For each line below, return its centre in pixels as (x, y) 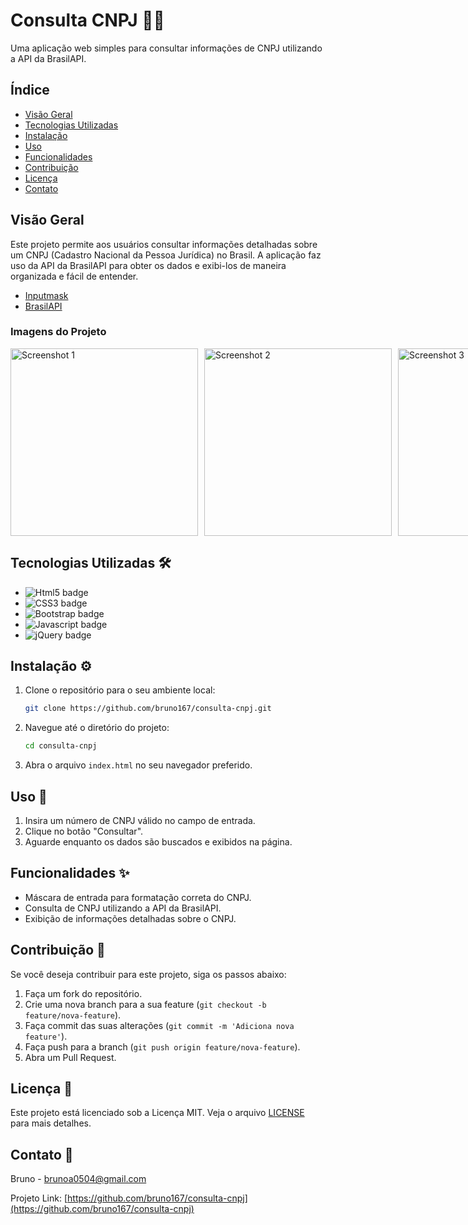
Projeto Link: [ (39, 1198)
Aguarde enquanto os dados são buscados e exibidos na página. (158, 842)
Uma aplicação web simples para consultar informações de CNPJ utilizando (166, 48)
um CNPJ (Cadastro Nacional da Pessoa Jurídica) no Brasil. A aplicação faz (166, 255)
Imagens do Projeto (58, 332)
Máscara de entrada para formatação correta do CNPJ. (138, 897)
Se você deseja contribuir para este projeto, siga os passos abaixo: (148, 974)
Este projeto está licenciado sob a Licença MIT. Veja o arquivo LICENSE (157, 1113)
